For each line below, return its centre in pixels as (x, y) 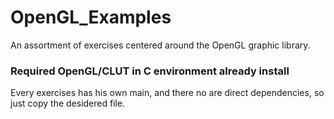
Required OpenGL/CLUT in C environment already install (150, 71)
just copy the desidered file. (68, 103)
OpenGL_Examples (91, 17)
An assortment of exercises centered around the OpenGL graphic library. (160, 45)
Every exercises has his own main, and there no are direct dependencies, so (167, 93)
